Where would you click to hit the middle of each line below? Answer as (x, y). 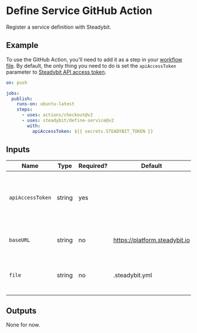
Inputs (18, 150)
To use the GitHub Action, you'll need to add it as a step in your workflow (94, 59)
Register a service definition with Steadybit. (59, 27)
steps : (25, 109)
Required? (93, 166)
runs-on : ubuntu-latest (46, 104)
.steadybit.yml (133, 275)
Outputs (21, 310)
